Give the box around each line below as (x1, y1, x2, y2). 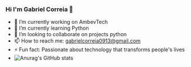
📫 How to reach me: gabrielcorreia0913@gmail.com (13, 37, 141, 44)
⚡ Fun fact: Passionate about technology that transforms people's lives (13, 46, 185, 53)
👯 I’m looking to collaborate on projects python (13, 31, 127, 38)
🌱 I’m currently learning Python (13, 24, 89, 31)
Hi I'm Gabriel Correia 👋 (5, 5, 74, 13)
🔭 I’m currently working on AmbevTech (13, 19, 108, 26)
